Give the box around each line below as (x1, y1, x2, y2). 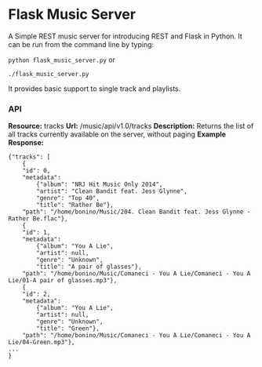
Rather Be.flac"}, (8, 215, 68, 223)
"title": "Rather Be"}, (36, 202, 114, 209)
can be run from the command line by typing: (8, 39, 155, 49)
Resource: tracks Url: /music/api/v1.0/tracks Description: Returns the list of (8, 122, 254, 131)
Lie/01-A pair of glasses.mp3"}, (8, 277, 118, 285)
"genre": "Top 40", (36, 194, 100, 202)
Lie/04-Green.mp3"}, (8, 339, 76, 347)
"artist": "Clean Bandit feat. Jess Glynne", (36, 187, 188, 195)
